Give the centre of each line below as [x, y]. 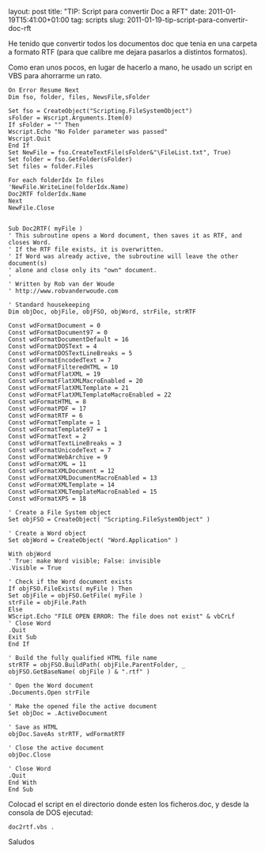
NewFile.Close [32, 208]
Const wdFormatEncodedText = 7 [60, 360]
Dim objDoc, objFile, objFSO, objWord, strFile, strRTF [102, 312]
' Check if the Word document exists [70, 582]
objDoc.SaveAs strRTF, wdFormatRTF [67, 734]
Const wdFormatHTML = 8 [47, 402]
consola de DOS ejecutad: [51, 813]
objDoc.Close [30, 755]
